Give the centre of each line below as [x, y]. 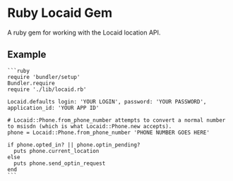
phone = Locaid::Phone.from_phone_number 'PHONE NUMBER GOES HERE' [109, 132]
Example [27, 55]
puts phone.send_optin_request [60, 163]
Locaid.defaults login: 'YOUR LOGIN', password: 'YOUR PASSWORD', [107, 101]
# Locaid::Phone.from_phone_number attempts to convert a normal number [116, 120]
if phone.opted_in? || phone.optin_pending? [74, 145]
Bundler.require [31, 83]
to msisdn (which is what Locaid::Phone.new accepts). [90, 126]
